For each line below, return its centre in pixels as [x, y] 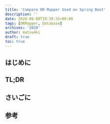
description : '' [22, 14]
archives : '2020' [23, 28]
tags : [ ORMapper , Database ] [34, 23]
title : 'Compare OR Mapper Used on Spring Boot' [55, 10]
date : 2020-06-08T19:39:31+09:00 [39, 19]
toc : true [15, 42]
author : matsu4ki [23, 32]
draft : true [17, 37]
